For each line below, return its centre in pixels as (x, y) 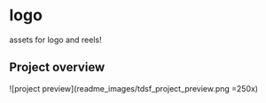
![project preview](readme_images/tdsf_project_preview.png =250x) (134, 88)
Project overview (57, 67)
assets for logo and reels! (55, 40)
